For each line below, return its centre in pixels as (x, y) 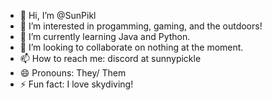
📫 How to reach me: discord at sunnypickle (110, 58)
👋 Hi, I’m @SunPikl (58, 15)
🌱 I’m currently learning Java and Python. (105, 36)
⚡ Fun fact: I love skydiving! (76, 84)
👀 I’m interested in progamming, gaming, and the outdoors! (141, 26)
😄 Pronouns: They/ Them (73, 73)
